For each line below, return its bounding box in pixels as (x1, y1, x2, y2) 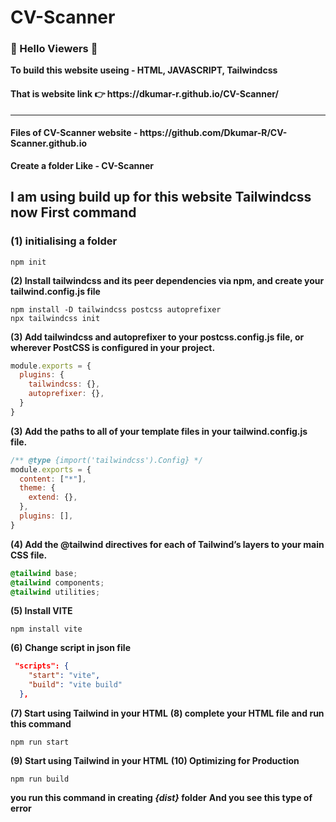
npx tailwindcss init (10, 313, 101, 323)
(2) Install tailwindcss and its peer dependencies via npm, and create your (10, 274, 325, 286)
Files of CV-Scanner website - (10, 127, 138, 139)
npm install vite (10, 624, 83, 635)
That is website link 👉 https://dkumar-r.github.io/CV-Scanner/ (10, 88, 279, 100)
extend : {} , (28, 492, 78, 503)
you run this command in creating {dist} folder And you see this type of (10, 791, 313, 803)
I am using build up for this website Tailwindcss (10, 189, 312, 206)
